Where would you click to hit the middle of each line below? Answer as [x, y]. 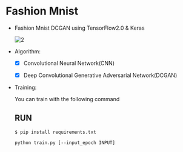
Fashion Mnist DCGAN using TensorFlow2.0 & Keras [79, 28]
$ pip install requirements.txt [55, 132]
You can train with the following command [67, 99]
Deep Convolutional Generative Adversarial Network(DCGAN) [100, 75]
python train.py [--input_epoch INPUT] [65, 143]
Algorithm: [27, 51]
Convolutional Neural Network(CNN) [69, 63]
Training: [25, 88]
